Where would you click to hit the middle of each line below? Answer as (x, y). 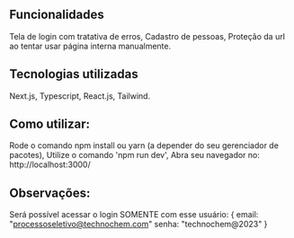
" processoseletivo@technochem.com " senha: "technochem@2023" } (138, 225)
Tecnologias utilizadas (74, 74)
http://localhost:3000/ (50, 164)
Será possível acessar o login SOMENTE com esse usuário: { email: (134, 215)
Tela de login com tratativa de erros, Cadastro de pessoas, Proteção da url (147, 36)
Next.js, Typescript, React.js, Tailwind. (80, 96)
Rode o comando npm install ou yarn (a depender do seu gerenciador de (144, 145)
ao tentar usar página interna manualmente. (90, 46)
